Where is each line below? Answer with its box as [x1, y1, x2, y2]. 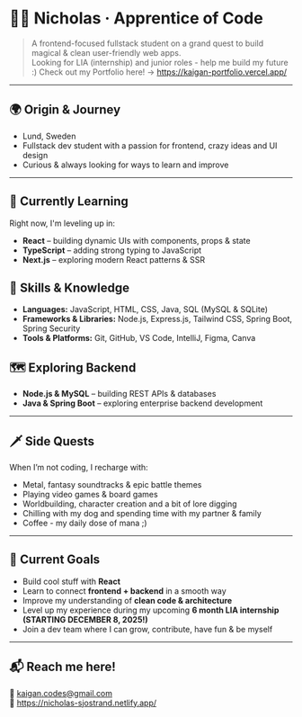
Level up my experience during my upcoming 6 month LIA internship [22, 605, 280, 615]
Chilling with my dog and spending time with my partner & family [22, 508, 262, 518]
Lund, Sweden [22, 130, 76, 141]
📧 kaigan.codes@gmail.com [9, 687, 113, 698]
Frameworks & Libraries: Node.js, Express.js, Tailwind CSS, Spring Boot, [22, 314, 293, 325]
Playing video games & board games [22, 489, 159, 499]
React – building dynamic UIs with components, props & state [22, 235, 251, 246]
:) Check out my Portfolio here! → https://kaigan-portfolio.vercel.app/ [31, 67, 288, 77]
